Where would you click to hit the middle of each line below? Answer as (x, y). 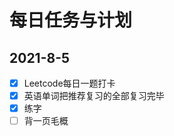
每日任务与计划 (71, 20)
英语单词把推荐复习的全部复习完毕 (94, 96)
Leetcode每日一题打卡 (69, 83)
